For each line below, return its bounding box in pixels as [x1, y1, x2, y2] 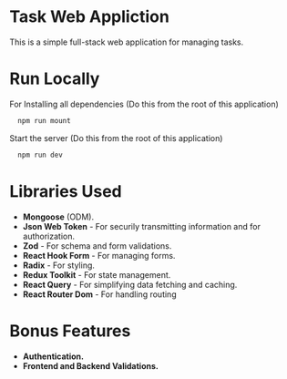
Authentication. [22, 351, 85, 362]
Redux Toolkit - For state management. [22, 269, 171, 280]
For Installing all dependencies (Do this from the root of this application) [9, 98, 280, 109]
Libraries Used [9, 180, 122, 201]
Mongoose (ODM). [22, 211, 94, 222]
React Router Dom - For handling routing [22, 289, 177, 300]
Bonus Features [9, 321, 131, 341]
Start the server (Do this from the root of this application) [9, 132, 223, 143]
